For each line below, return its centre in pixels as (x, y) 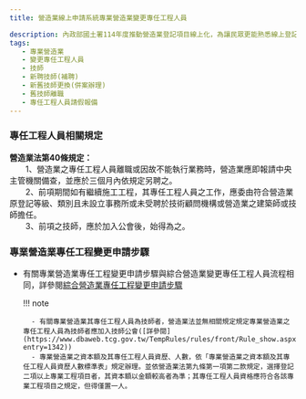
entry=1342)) (47, 348)
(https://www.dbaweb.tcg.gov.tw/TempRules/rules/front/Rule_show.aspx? (161, 340)
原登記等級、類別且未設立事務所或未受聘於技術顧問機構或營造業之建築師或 (149, 203)
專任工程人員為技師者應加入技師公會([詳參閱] (97, 331)
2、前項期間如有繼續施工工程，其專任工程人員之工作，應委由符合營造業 (160, 192)
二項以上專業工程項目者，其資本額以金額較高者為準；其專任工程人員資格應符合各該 (155, 377)
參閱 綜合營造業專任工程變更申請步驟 (115, 285)
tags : (20, 43)
